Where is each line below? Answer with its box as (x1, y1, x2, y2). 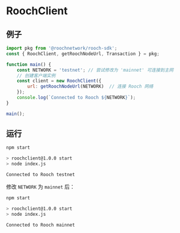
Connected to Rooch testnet (6, 172, 76, 178)
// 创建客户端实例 (17, 72, 56, 78)
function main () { (6, 61, 51, 68)
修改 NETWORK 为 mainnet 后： (6, 183, 75, 190)
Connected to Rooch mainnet (6, 222, 76, 228)
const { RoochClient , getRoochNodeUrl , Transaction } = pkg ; (6, 50, 160, 57)
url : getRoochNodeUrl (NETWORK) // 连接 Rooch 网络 (27, 84, 153, 90)
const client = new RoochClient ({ (17, 78, 102, 84)
